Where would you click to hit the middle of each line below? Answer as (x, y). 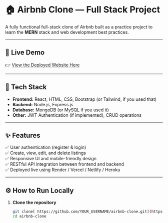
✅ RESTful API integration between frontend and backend (64, 164)
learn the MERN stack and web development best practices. (67, 32)
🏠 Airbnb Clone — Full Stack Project (83, 10)
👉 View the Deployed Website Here (42, 65)
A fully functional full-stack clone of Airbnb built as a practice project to (79, 27)
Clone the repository (34, 203)
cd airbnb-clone (29, 217)
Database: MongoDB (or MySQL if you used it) (60, 110)
